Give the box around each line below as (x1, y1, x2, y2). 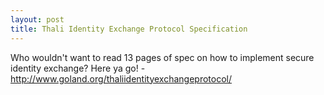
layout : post (10, 14, 65, 25)
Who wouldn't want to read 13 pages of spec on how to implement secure (10, 51, 315, 63)
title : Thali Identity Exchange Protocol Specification (10, 24, 248, 34)
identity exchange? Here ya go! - (10, 62, 146, 74)
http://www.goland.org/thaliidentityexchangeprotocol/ (10, 72, 232, 85)
